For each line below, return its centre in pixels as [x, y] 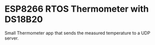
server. [12, 38]
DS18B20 [24, 19]
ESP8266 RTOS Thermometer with [77, 9]
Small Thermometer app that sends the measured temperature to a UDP [77, 33]
